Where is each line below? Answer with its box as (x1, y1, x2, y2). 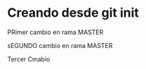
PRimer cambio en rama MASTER (7, 28, 104, 36)
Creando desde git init (7, 5, 139, 21)
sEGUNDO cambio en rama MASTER (7, 41, 113, 49)
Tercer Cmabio (7, 54, 51, 63)
